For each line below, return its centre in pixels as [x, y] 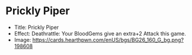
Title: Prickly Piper [36, 27]
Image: [23, 40]
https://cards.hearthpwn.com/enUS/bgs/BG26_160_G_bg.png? [108, 40]
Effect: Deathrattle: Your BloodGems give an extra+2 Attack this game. [100, 33]
